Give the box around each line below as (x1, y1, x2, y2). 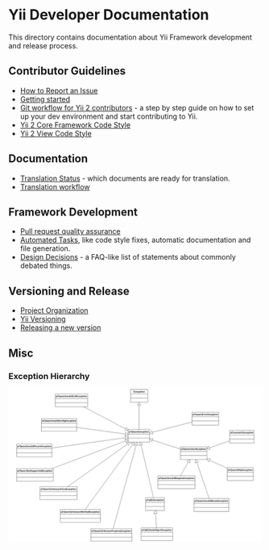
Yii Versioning (19, 315, 66, 324)
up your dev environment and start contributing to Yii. (19, 111, 198, 121)
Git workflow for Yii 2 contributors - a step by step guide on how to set (19, 102, 255, 112)
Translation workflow (19, 181, 90, 191)
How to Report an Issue (19, 85, 98, 95)
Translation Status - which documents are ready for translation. (19, 173, 231, 183)
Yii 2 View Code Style (19, 128, 93, 138)
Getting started (19, 94, 71, 104)
